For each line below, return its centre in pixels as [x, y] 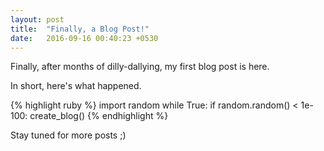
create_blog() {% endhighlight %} [99, 116]
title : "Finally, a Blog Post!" [80, 29]
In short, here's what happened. [76, 86]
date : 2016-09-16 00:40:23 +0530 [84, 38]
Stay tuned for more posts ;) [68, 135]
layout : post [37, 19]
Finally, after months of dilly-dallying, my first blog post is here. [140, 67]
